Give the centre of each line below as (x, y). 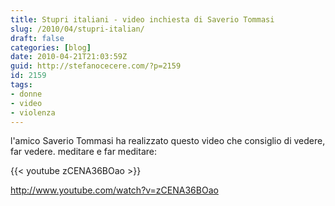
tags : (21, 85)
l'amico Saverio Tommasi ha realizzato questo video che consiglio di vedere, (168, 141)
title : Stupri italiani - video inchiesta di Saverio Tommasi (142, 19)
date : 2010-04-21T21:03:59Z (69, 57)
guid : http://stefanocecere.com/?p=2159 (96, 66)
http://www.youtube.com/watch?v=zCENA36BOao (114, 190)
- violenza (33, 112)
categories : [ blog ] (51, 47)
